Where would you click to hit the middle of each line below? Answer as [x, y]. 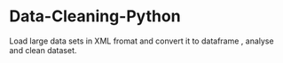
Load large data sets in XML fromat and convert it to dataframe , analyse [141, 41]
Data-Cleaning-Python [95, 16]
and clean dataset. [43, 50]
